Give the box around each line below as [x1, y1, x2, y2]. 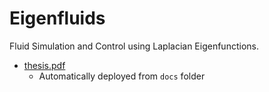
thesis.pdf [23, 59, 66, 71]
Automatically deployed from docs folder [38, 70, 206, 82]
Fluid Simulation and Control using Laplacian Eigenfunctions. [9, 40, 259, 52]
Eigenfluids [9, 7, 106, 30]
